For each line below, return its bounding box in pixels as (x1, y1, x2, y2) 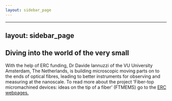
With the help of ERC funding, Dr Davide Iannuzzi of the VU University (5, 62, 153, 68)
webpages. (5, 89, 29, 95)
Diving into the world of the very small (5, 49, 130, 57)
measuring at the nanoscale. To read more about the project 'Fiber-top (5, 78, 155, 85)
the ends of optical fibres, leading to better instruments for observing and (5, 73, 160, 79)
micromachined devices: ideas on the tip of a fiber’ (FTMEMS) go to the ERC (5, 84, 166, 90)
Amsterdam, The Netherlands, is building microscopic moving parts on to (5, 68, 160, 74)
